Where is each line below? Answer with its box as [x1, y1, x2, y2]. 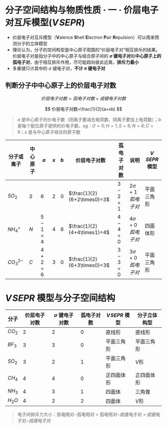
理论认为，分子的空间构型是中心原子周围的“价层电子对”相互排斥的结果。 [12, 47, 161, 53]
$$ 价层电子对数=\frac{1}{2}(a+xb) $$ [44, 106, 123, 112]
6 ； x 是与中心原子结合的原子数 [17, 129, 81, 135]
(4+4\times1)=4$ [69, 229, 110, 236]
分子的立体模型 [16, 40, 48, 46]
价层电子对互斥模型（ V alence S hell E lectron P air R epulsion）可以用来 [12, 34, 155, 40]
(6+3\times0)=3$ [69, 262, 110, 269]
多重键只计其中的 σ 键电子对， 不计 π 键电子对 [12, 65, 106, 71]
